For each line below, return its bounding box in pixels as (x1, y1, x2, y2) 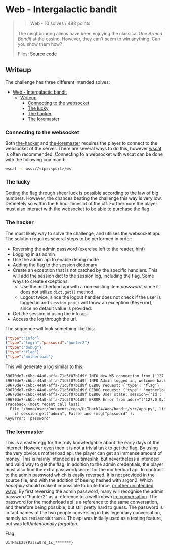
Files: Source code (17, 51, 57, 57)
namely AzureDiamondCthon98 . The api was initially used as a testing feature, (5, 515, 163, 521)
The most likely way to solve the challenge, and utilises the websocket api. (5, 230, 161, 236)
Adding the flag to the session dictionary (12, 262, 98, 268)
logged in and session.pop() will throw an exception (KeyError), (20, 299, 153, 305)
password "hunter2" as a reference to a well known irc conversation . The (5, 493, 158, 499)
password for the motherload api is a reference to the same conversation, (5, 499, 159, 505)
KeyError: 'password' (5, 416, 51, 421)
